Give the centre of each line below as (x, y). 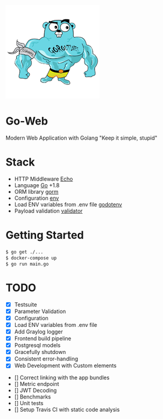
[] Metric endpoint (37, 384)
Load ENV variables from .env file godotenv (68, 204)
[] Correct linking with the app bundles (62, 377)
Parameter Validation (40, 311)
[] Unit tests (29, 403)
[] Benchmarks (33, 397)
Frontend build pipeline (43, 338)
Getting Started (45, 235)
